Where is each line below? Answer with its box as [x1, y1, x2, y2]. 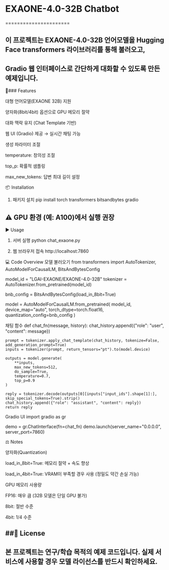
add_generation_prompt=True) [5, 342, 67, 347]
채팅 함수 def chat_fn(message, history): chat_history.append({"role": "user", [5, 322, 164, 328]
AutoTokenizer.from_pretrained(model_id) [5, 281, 92, 287]
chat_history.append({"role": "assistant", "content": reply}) [5, 400, 142, 405]
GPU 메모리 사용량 [5, 482, 42, 488]
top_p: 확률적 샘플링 [5, 163, 46, 169]
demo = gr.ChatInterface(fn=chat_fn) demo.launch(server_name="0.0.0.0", [5, 423, 161, 430]
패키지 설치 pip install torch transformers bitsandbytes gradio [12, 197, 139, 203]
